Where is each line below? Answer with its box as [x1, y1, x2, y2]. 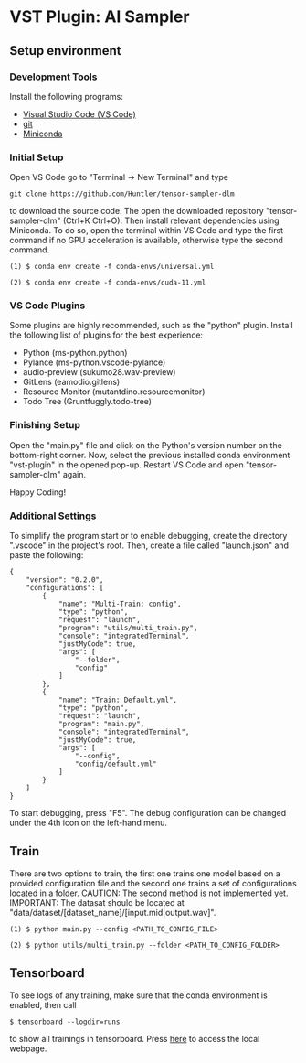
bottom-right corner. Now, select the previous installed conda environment [9, 449, 290, 460]
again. [62, 468, 87, 479]
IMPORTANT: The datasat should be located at [9, 897, 185, 907]
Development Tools [9, 70, 98, 83]
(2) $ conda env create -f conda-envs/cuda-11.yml [9, 278, 206, 287]
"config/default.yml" [74, 759, 157, 769]
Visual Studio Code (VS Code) [22, 108, 137, 120]
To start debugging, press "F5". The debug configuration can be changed [9, 808, 287, 819]
